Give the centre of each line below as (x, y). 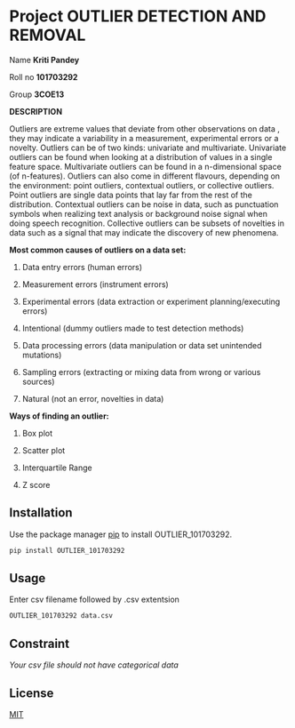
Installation (41, 513)
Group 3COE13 (37, 94)
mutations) (42, 355)
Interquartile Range (57, 468)
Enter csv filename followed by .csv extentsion (95, 600)
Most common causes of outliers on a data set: (98, 250)
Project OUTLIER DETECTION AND (138, 16)
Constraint (39, 643)
